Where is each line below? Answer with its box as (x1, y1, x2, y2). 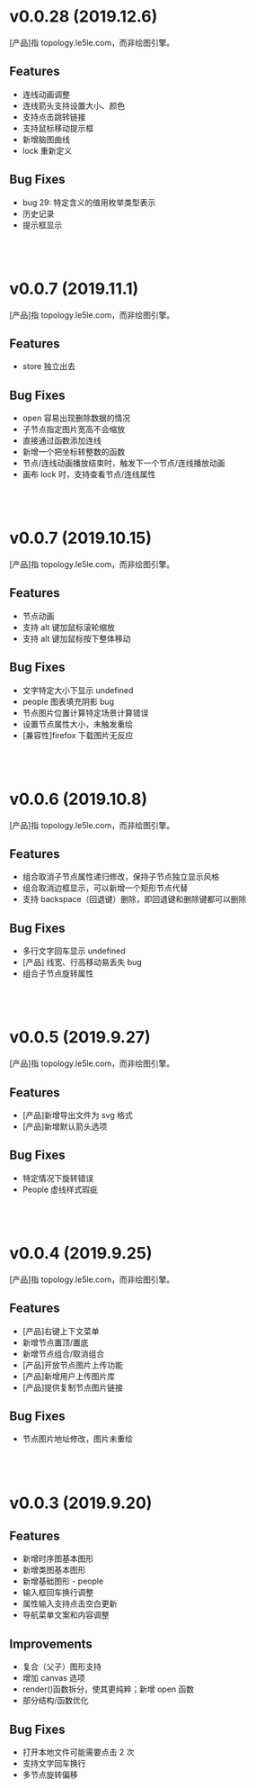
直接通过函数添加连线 (22, 435, 102, 447)
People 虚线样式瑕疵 (22, 1184, 99, 1195)
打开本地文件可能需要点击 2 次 (22, 1747, 135, 1757)
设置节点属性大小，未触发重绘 (22, 718, 133, 729)
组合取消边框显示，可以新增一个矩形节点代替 (22, 882, 189, 893)
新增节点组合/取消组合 (22, 1348, 105, 1359)
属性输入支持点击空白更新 (22, 1598, 118, 1609)
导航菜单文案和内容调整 (22, 1610, 110, 1621)
